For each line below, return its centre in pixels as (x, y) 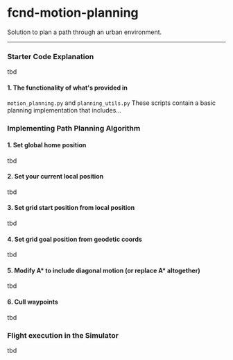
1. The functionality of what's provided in (68, 88)
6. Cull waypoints (33, 302)
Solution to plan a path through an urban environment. (85, 32)
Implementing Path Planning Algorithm (74, 129)
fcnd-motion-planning (73, 13)
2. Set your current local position (55, 177)
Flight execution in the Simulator (63, 335)
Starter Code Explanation (51, 56)
